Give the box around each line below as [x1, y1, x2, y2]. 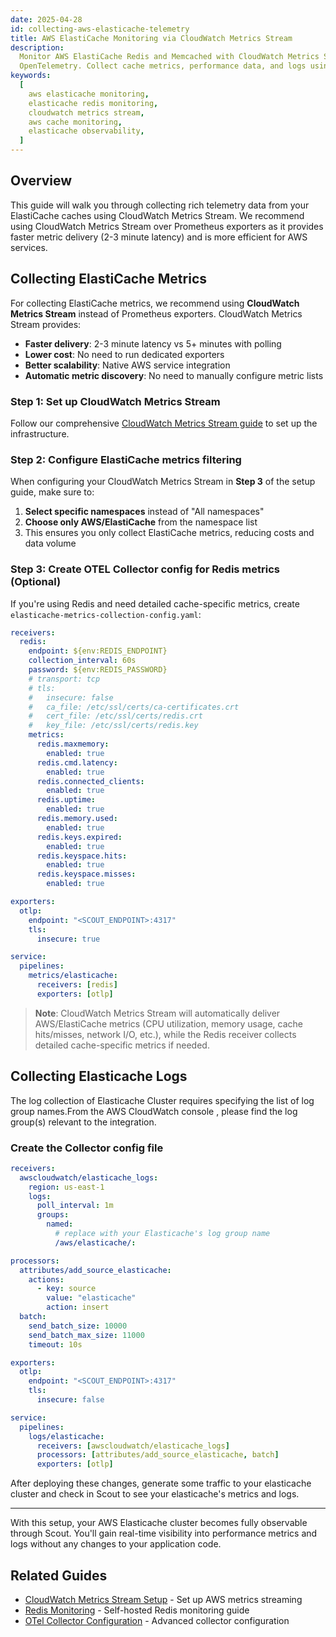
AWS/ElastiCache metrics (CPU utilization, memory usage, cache [34, 1017, 304, 1030]
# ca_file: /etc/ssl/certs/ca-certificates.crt [28, 702, 240, 712]
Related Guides [10, 1567, 108, 1584]
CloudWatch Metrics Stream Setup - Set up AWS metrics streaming [24, 1593, 303, 1605]
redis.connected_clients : [36, 776, 145, 786]
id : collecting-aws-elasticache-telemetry [10, 24, 190, 34]
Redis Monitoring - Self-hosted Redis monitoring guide [24, 1604, 250, 1616]
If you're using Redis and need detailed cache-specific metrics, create [10, 597, 300, 610]
